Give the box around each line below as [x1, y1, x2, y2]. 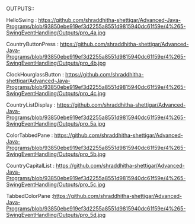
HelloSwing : [6, 17, 37, 23]
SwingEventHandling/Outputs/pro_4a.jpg [6, 29, 106, 36]
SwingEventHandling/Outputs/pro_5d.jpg [6, 212, 106, 218]
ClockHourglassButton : [6, 71, 64, 78]
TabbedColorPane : [6, 193, 53, 199]
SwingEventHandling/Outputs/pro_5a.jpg [6, 120, 106, 127]
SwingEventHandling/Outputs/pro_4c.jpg [6, 90, 106, 97]
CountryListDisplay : [6, 101, 56, 108]
